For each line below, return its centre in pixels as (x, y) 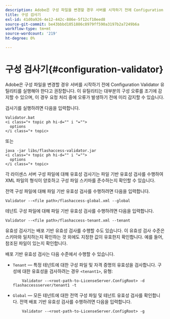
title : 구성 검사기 (23, 15)
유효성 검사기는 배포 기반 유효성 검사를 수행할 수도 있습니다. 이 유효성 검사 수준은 (85, 230)
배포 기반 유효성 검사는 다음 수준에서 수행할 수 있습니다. (60, 254)
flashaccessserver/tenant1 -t (45, 285)
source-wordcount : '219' (31, 34)
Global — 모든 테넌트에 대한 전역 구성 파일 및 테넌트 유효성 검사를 (78, 295)
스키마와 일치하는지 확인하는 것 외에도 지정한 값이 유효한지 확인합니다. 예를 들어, (84, 237)
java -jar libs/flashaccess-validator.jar (51, 150)
